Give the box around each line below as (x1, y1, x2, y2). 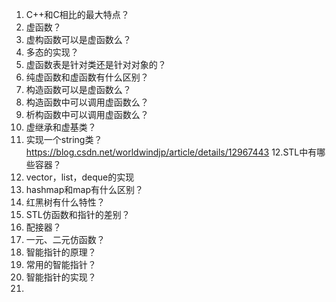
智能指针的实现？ (25, 271, 97, 283)
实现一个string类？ (25, 134, 103, 145)
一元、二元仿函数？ (25, 234, 106, 245)
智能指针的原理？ (25, 246, 97, 258)
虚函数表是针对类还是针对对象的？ (25, 59, 167, 70)
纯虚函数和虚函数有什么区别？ (25, 71, 149, 83)
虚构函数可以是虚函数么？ (25, 34, 132, 45)
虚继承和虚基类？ (25, 121, 97, 133)
